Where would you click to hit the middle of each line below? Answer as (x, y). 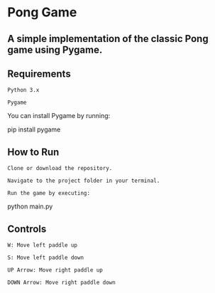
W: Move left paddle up (43, 245)
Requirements (39, 74)
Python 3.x (23, 90)
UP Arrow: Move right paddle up (55, 270)
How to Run (33, 152)
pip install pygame (34, 129)
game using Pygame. (55, 49)
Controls (27, 229)
